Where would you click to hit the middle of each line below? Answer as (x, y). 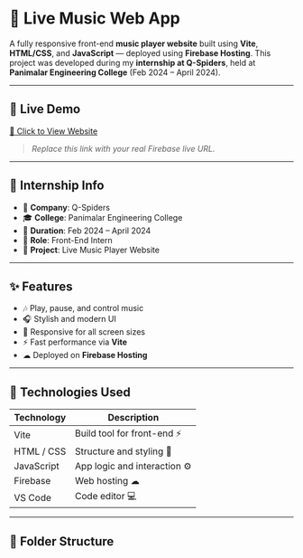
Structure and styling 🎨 (124, 451)
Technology (40, 418)
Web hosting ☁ (107, 481)
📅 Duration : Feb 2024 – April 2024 (87, 231)
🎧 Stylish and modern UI (69, 319)
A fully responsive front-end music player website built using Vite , (134, 43)
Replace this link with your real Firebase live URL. (123, 148)
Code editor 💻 (106, 497)
